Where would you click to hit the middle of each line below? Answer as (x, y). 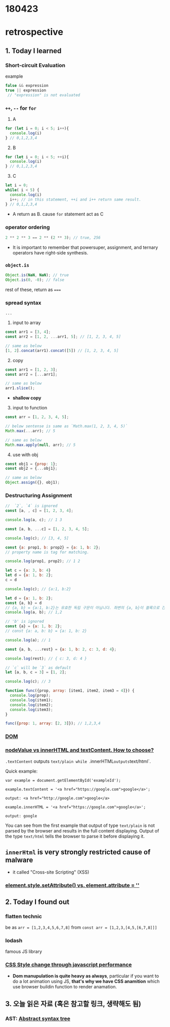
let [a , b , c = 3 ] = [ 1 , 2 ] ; (36, 672)
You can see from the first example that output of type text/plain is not (80, 825)
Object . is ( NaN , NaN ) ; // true (37, 275)
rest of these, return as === (33, 290)
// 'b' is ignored (25, 622)
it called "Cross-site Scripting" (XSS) (51, 872)
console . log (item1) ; (31, 700)
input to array (27, 323)
